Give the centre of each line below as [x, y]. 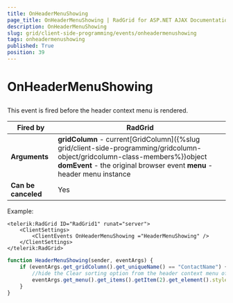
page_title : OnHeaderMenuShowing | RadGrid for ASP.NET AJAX [97, 20]
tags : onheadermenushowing [46, 40]
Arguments [29, 157]
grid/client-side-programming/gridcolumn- [130, 148]
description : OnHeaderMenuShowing [57, 26]
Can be [23, 186]
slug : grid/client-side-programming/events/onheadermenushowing [102, 33]
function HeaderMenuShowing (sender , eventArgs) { [80, 261]
